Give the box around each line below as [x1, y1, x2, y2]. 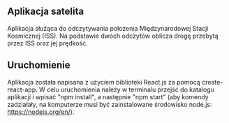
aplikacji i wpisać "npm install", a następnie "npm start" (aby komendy [7, 92, 209, 101]
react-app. [7, 85, 38, 94]
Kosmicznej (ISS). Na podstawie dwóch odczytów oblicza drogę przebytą [7, 31, 219, 40]
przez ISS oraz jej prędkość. [7, 38, 89, 48]
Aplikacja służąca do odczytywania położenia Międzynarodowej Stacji [7, 24, 209, 32]
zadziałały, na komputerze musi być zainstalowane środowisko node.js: [7, 100, 212, 108]
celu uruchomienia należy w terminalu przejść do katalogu [46, 85, 214, 94]
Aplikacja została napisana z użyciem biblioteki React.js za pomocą [7, 78, 200, 86]
